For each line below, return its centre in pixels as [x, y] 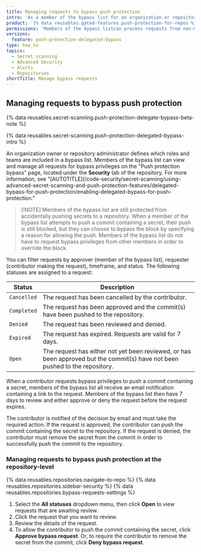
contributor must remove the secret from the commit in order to [84, 437]
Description [117, 287]
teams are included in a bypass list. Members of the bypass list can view [96, 160]
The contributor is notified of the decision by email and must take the [91, 418]
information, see [26, 179]
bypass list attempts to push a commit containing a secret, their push [106, 222]
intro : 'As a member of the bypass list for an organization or [88, 17]
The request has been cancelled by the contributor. [115, 297]
